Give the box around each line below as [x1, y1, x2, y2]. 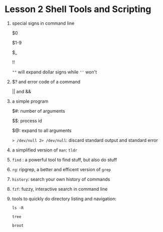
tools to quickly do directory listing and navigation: [12, 195, 116, 202]
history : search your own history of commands [12, 176, 110, 182]
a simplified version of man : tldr [12, 147, 78, 153]
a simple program [12, 98, 49, 104]
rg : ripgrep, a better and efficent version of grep [12, 166, 111, 172]
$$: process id [12, 117, 42, 124]
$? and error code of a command [12, 79, 81, 85]
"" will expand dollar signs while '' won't [12, 69, 97, 75]
